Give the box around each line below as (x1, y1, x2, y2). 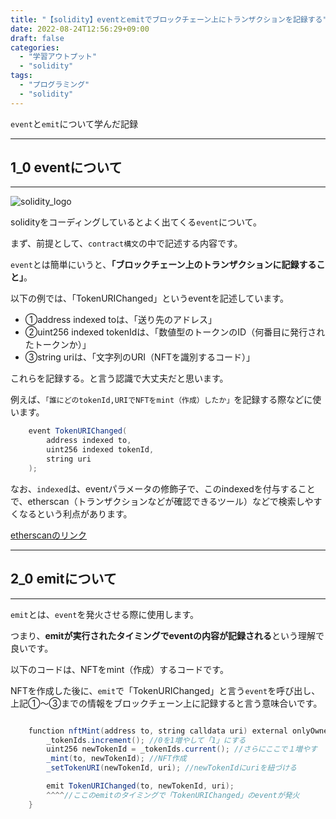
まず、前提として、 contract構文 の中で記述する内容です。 (10, 237, 243, 250)
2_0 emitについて (10, 571, 117, 588)
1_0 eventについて (10, 159, 123, 176)
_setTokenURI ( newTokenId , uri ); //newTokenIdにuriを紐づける (46, 763, 297, 773)
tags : (10, 71, 33, 81)
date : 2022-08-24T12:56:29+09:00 (10, 24, 150, 34)
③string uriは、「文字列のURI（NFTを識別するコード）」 (24, 351, 255, 363)
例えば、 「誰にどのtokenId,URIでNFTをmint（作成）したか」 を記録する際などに (10, 394, 313, 406)
